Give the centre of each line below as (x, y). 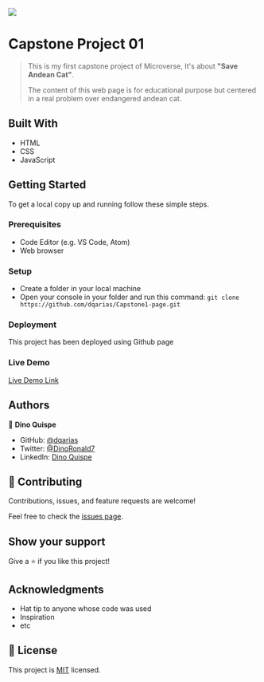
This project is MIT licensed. (54, 669)
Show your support (57, 541)
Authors (29, 406)
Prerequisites (35, 225)
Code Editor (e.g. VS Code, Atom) (75, 242)
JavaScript (37, 160)
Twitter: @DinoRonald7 (57, 448)
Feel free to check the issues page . (66, 516)
